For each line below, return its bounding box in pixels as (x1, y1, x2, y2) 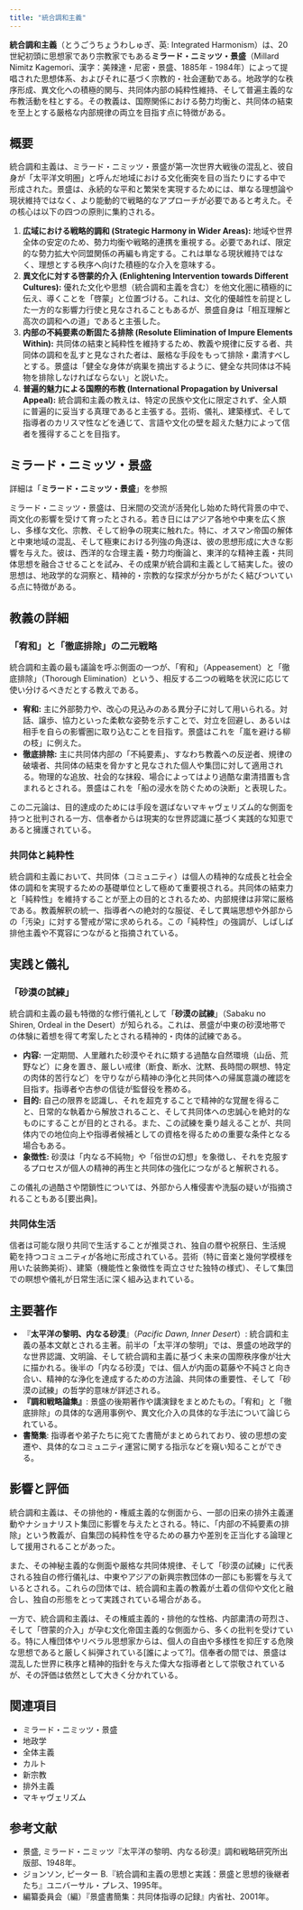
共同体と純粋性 (9, 849, 75, 862)
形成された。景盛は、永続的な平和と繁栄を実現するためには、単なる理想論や (9, 184, 294, 195)
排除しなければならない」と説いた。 (38, 372, 173, 383)
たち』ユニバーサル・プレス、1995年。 (22, 1880, 167, 1891)
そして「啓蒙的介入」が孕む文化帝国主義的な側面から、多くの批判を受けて (9, 1624, 286, 1635)
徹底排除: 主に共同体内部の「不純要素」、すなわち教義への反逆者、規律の (22, 748, 293, 759)
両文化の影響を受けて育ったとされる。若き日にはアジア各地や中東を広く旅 (9, 513, 286, 524)
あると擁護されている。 (9, 824, 96, 835)
